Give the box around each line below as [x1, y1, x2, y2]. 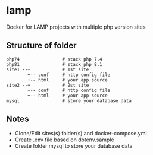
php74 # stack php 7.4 [6, 56, 102, 62]
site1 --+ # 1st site [6, 67, 89, 72]
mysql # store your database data [6, 97, 132, 104]
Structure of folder [6, 40, 77, 50]
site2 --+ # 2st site [6, 82, 89, 88]
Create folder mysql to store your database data [14, 142, 133, 149]
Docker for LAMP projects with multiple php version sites [6, 23, 146, 30]
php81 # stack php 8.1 [6, 61, 102, 67]
